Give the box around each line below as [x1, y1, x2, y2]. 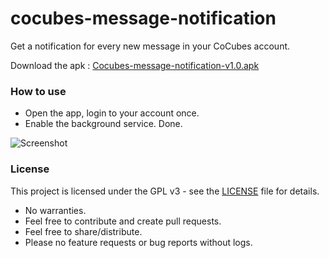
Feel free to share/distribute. [24, 225, 143, 237]
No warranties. [24, 204, 87, 216]
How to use [10, 84, 67, 98]
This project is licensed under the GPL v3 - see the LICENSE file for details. [10, 185, 320, 197]
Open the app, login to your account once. [24, 107, 200, 119]
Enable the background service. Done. [24, 118, 183, 130]
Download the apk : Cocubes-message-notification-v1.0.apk [10, 59, 260, 71]
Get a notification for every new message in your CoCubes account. [10, 40, 291, 52]
